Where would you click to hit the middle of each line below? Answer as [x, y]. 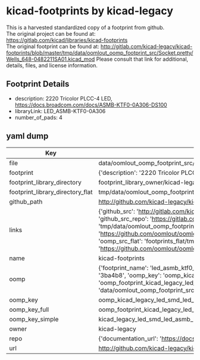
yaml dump [27, 136]
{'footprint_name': [123, 268]
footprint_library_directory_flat [51, 192]
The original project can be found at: [51, 33]
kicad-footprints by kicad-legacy [90, 11]
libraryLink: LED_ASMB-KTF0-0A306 [60, 111]
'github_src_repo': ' [125, 218]
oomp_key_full [29, 309]
